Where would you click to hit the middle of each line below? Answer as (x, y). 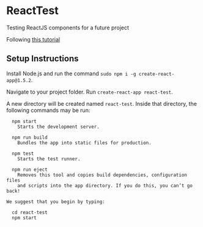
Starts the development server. (58, 127)
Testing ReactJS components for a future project (68, 28)
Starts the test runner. (49, 159)
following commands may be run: (48, 110)
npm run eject (30, 169)
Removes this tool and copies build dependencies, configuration (102, 175)
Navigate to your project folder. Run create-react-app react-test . (90, 92)
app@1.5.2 (19, 80)
